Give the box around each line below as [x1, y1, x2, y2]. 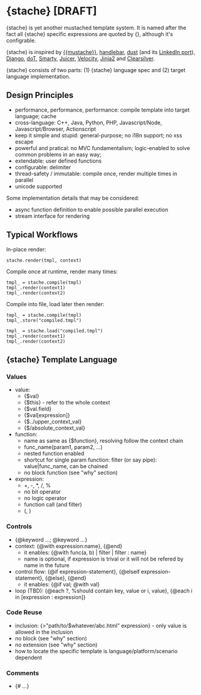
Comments [6, 669, 39, 677]
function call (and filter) [23, 501, 82, 508]
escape [14, 138, 34, 145]
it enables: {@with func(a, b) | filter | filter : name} [23, 549, 147, 556]
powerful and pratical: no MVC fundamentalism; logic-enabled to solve [14, 144, 190, 151]
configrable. [6, 37, 37, 44]
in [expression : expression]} [14, 593, 86, 601]
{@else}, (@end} [44, 574, 87, 582]
